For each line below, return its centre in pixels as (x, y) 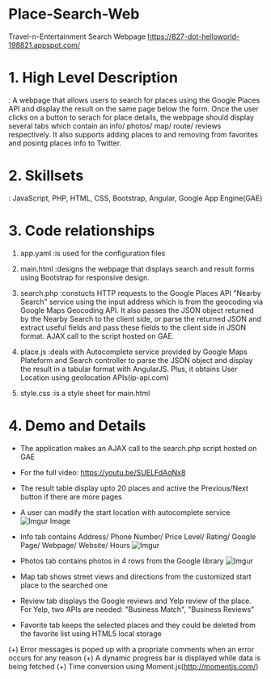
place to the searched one (64, 585)
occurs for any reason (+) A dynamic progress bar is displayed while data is (135, 658)
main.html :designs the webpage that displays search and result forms (137, 268)
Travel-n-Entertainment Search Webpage (77, 36)
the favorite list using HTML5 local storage (91, 633)
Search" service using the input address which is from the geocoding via (142, 302)
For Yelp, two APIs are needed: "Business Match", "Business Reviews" (137, 609)
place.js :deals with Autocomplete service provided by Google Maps (134, 352)
